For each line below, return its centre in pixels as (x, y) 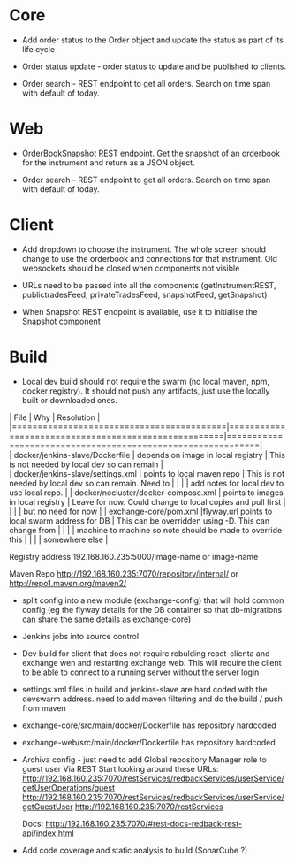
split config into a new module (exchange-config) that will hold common (153, 600)
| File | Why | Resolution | (55, 417)
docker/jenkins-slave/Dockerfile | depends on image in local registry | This (149, 455)
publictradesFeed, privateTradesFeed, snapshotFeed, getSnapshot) (144, 294)
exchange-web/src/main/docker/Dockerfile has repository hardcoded (148, 742)
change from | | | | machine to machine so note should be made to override (146, 530)
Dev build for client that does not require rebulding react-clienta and (146, 653)
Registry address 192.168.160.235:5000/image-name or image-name (134, 556)
